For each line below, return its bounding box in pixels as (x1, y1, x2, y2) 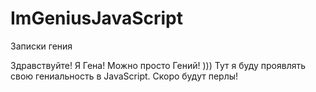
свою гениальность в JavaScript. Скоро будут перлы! (10, 70, 239, 82)
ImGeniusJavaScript (10, 7, 183, 30)
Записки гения (10, 40, 73, 52)
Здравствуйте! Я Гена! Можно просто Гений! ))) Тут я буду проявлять (10, 59, 307, 71)
